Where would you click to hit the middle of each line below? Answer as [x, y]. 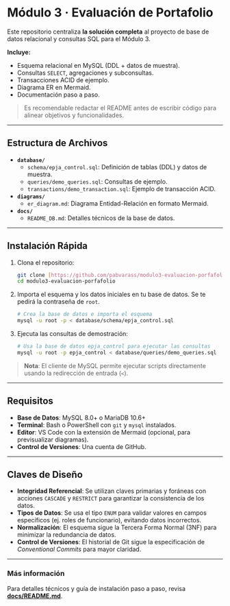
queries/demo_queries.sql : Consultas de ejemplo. [97, 181]
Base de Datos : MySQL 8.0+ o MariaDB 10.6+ [81, 417]
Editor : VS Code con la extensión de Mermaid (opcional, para [103, 432]
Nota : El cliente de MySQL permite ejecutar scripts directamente [115, 365]
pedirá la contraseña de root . [59, 302]
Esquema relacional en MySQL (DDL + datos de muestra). [98, 65]
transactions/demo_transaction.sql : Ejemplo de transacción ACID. [121, 189]
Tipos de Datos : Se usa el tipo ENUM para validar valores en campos [112, 513]
